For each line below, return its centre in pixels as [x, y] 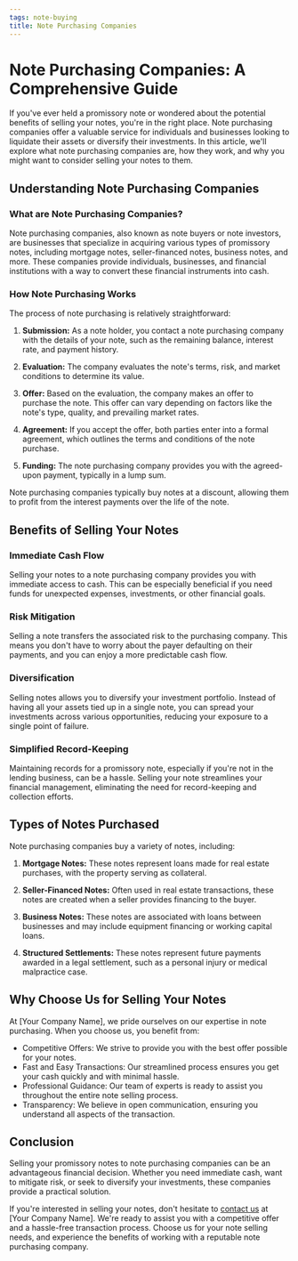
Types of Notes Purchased [85, 824]
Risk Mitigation [42, 617]
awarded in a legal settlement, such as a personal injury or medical [145, 962]
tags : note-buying [43, 17]
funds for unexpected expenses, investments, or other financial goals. [137, 594]
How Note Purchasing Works [72, 295]
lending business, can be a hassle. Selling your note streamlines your [136, 778]
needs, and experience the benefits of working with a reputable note [135, 1237]
